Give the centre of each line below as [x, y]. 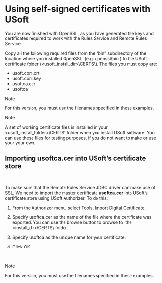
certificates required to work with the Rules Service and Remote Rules [76, 38]
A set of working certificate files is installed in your [57, 127]
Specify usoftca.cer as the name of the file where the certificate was [82, 217]
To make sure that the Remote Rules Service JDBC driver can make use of [81, 187]
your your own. [20, 143]
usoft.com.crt [26, 73]
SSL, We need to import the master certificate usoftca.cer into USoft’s [76, 193]
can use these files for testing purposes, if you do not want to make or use [81, 138]
